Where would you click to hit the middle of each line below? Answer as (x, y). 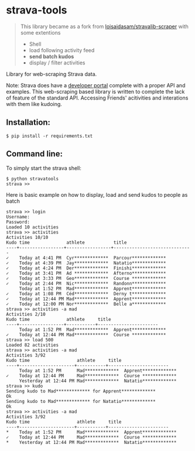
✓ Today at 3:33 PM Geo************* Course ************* (86, 278)
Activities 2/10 (26, 314)
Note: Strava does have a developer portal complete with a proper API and (96, 85)
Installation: (28, 123)
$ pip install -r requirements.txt (49, 136)
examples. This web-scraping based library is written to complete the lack (95, 91)
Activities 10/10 (27, 237)
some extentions (40, 32)
